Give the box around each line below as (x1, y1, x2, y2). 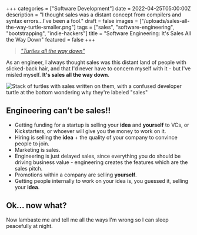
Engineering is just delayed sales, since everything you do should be (14, 152, 181, 159)
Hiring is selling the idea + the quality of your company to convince (14, 134, 178, 141)
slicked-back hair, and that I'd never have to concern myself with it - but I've (6, 65, 191, 72)
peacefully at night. (6, 222, 53, 229)
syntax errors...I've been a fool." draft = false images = (6, 18, 138, 24)
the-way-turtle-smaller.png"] (6, 23, 76, 30)
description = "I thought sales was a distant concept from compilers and (6, 11, 181, 18)
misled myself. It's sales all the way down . (6, 71, 110, 78)
